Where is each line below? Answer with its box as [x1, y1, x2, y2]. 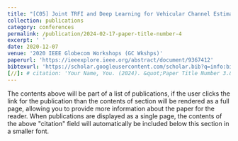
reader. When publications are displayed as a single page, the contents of [7, 111, 222, 120]
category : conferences [7, 23, 74, 30]
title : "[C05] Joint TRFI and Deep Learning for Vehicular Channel [7, 10, 211, 18]
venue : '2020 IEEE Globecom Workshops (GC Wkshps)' [7, 50, 163, 57]
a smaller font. [7, 127, 50, 135]
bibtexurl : [7, 63, 40, 70]
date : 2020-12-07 [7, 43, 59, 50]
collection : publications [7, 17, 84, 24]
